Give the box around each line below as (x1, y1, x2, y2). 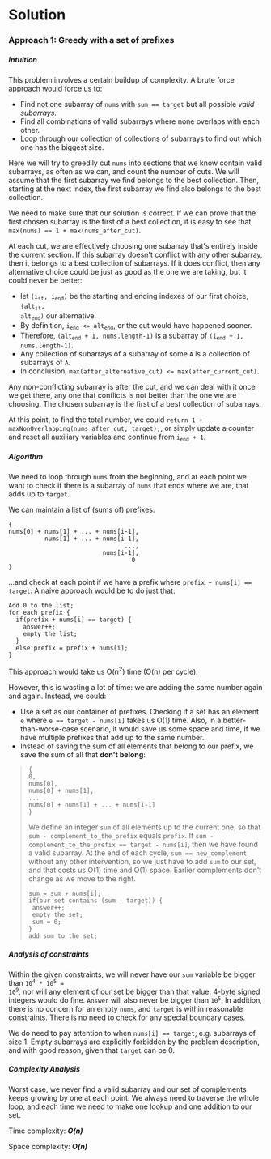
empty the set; (32, 910, 83, 918)
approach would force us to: (8, 83, 103, 94)
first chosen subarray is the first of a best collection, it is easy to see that (8, 217, 252, 227)
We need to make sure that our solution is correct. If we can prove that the (8, 208, 256, 218)
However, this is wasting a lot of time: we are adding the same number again (8, 682, 263, 692)
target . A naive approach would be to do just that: (8, 586, 176, 596)
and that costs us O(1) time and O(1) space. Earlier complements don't (28, 865, 262, 875)
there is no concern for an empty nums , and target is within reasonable (8, 1003, 243, 1013)
